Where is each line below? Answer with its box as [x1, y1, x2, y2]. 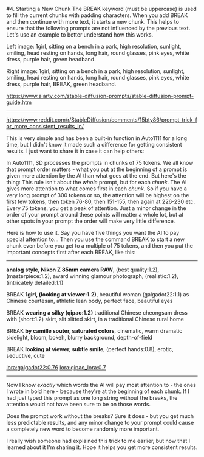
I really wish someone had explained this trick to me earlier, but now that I [6, 438, 191, 444]
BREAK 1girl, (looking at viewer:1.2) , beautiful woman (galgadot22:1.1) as [6, 291, 189, 298]
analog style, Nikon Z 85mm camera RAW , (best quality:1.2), [6, 266, 160, 273]
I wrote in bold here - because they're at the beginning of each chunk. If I [6, 388, 189, 395]
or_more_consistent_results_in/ [6, 123, 84, 130]
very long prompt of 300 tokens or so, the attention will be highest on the [6, 192, 189, 198]
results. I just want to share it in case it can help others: [6, 147, 144, 155]
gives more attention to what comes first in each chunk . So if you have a [6, 185, 187, 192]
